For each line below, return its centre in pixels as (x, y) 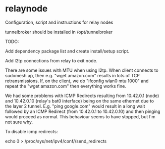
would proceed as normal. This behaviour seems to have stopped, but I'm (80, 116)
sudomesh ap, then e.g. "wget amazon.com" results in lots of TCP (73, 75)
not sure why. (19, 122)
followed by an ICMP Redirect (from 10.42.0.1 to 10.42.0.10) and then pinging (83, 111)
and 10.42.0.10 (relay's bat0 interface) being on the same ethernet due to (80, 101)
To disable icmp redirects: (31, 131)
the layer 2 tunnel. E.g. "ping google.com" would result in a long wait (75, 106)
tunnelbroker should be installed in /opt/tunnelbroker (59, 32)
